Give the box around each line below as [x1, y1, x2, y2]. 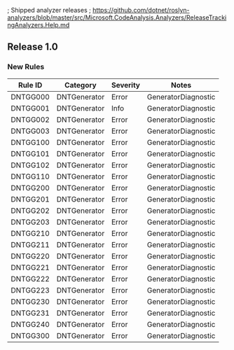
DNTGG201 [11, 194, 50, 204]
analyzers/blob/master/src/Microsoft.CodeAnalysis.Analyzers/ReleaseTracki [7, 13, 227, 22]
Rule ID [18, 80, 43, 90]
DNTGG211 [11, 239, 50, 249]
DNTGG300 [11, 330, 50, 340]
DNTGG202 [11, 206, 50, 216]
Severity [111, 80, 140, 90]
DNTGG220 [11, 251, 50, 261]
